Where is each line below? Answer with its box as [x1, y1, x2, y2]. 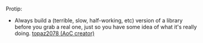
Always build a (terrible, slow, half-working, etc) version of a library [14, 17, 183, 24]
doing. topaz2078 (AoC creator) [14, 30, 95, 37]
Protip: [5, 5, 22, 12]
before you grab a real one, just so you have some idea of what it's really [14, 24, 197, 30]
